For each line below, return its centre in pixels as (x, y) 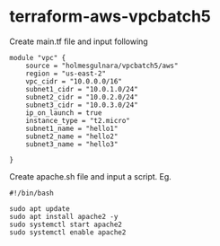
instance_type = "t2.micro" (78, 120)
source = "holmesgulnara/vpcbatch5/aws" (102, 66)
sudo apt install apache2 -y (64, 216)
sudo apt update (40, 208)
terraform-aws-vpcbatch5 (110, 17)
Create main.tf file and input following (79, 41)
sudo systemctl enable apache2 (68, 232)
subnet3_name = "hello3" (72, 144)
